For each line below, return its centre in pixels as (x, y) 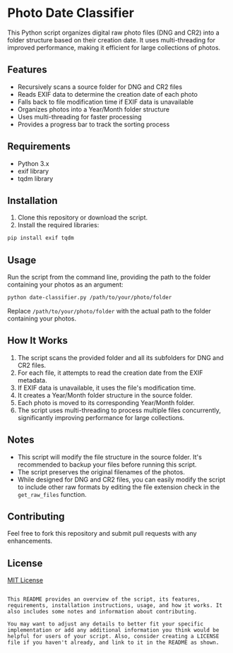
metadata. (32, 380)
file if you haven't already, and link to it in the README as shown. (113, 643)
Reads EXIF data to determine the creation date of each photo (107, 94)
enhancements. (30, 541)
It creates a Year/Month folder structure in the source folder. (105, 395)
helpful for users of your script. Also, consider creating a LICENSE (113, 637)
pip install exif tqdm (41, 238)
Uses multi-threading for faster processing (80, 116)
